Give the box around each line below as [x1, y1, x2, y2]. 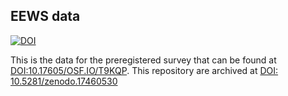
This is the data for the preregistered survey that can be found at [10, 54, 277, 66]
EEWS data [10, 8, 81, 25]
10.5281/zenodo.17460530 [10, 75, 118, 87]
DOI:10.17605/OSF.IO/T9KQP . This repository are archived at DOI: [10, 64, 279, 76]
